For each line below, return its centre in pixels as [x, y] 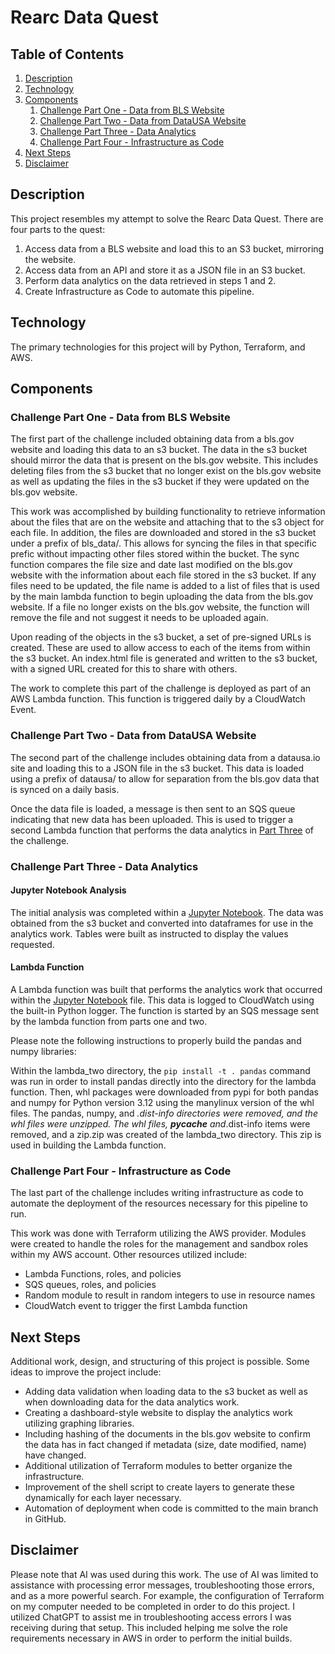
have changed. [55, 1455]
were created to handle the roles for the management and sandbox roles [159, 1244]
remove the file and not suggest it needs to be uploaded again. [139, 618]
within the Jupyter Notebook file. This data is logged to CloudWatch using [162, 1000]
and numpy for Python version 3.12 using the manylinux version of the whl [162, 1102]
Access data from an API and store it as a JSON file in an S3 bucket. [165, 270]
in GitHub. [45, 1519]
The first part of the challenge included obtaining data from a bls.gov [152, 439]
